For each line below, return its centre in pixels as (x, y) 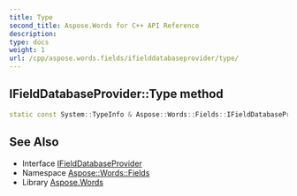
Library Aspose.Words (63, 182)
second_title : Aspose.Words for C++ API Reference (104, 26)
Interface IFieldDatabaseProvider (82, 163)
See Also (34, 142)
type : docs (29, 42)
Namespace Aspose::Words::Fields (86, 172)
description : (33, 34)
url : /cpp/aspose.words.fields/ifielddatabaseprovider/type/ (124, 58)
